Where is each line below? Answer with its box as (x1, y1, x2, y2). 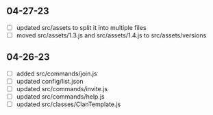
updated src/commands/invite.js (16, 84, 108, 93)
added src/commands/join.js (16, 69, 97, 78)
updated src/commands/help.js (16, 92, 105, 101)
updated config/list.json (16, 77, 84, 85)
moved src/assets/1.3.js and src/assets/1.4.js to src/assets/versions (16, 31, 207, 39)
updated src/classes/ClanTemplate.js (16, 100, 121, 108)
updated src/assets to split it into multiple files (16, 23, 147, 31)
